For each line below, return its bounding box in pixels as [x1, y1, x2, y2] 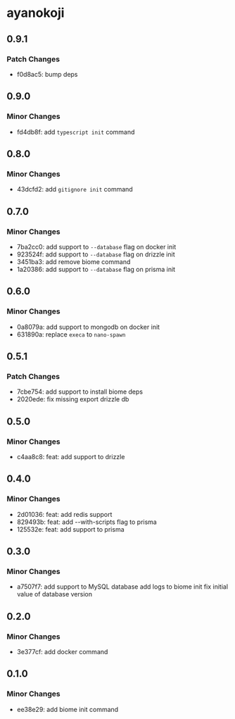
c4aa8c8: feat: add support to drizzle [16, 453, 125, 461]
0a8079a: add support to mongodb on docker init [16, 323, 160, 331]
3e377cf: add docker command [16, 648, 108, 656]
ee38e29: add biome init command [16, 705, 119, 713]
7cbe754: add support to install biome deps [16, 387, 144, 396]
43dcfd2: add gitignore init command [16, 185, 133, 194]
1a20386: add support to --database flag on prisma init [16, 265, 176, 273]
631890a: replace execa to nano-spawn [16, 330, 126, 339]
